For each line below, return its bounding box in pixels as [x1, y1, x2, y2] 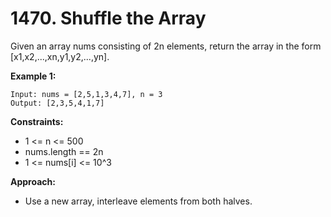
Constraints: [10, 115, 64, 127]
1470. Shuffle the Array [10, 7, 207, 30]
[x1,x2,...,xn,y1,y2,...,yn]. [10, 50, 110, 62]
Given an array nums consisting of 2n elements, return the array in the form [10, 40, 322, 52]
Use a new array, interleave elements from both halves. [24, 195, 253, 207]
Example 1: [10, 70, 57, 82]
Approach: [10, 175, 56, 187]
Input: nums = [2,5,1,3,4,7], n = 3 [10, 89, 163, 99]
